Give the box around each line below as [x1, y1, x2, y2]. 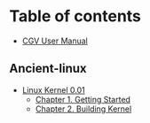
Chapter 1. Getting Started [35, 94, 131, 104]
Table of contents [9, 6, 142, 27]
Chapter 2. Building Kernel [35, 104, 132, 114]
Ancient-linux [9, 61, 87, 76]
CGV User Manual [21, 35, 89, 46]
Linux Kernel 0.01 [21, 84, 86, 95]
